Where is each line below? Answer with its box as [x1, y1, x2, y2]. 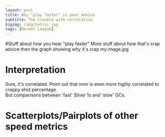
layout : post [5, 7, 33, 13]
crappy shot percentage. [5, 87, 57, 93]
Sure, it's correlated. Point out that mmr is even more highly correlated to [5, 81, 159, 87]
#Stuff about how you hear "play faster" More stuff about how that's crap [5, 41, 160, 47]
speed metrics [5, 121, 68, 132]
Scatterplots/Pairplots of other [5, 110, 138, 122]
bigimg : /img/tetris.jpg [5, 22, 58, 27]
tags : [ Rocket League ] [5, 27, 54, 32]
